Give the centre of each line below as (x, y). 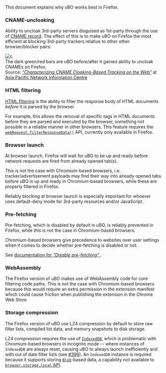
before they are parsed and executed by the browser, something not (75, 121)
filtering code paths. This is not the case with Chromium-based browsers (80, 284)
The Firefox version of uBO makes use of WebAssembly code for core (77, 279)
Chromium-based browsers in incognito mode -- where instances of (75, 344)
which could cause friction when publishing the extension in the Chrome (79, 294)
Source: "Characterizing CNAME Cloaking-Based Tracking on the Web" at (81, 72)
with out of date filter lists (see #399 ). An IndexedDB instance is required (79, 354)
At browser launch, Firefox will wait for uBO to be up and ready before (77, 156)
